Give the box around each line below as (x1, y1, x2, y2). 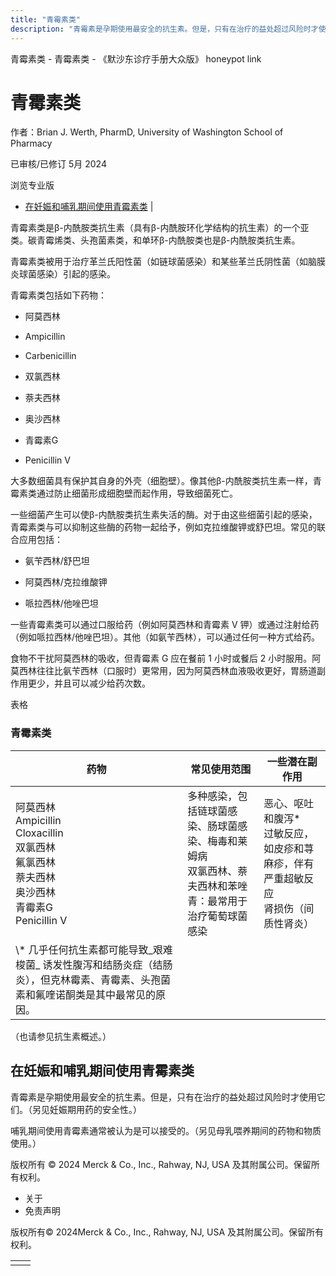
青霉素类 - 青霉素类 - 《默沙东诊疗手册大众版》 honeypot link (10, 52, 262, 65)
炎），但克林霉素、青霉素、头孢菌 (15, 972, 172, 986)
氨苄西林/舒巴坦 (24, 555, 90, 567)
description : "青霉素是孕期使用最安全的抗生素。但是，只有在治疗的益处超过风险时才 (10, 24, 319, 34)
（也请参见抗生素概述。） (10, 1030, 112, 1042)
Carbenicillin (24, 350, 77, 362)
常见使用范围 (190, 762, 252, 776)
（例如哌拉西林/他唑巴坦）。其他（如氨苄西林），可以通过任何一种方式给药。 (10, 631, 321, 643)
